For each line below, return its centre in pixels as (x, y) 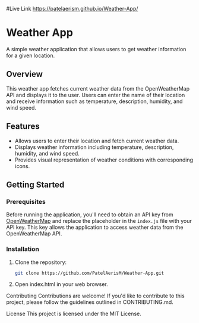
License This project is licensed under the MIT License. (74, 314)
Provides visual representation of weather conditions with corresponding (104, 160)
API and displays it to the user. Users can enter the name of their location (96, 95)
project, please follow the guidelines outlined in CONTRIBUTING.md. (90, 302)
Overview (25, 74)
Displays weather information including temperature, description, (94, 147)
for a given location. (31, 55)
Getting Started (35, 184)
